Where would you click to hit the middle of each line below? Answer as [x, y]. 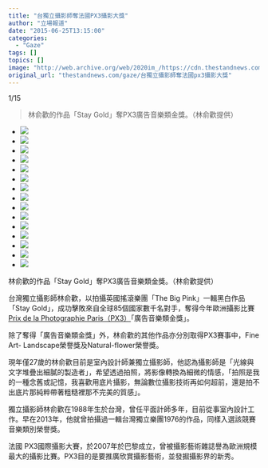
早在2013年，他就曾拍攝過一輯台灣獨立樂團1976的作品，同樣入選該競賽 [139, 419]
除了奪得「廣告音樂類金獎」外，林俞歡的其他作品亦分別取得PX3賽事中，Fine [134, 335]
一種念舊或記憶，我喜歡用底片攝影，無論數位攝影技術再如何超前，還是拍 [134, 382]
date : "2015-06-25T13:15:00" [57, 30]
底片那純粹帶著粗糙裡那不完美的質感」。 [80, 392]
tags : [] [23, 53]
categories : [28, 38]
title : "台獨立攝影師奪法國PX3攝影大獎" [69, 16]
